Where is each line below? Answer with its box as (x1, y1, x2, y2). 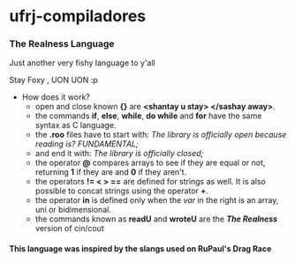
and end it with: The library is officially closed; (34, 148, 204, 159)
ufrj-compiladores (9, 6, 147, 26)
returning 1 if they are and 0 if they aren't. (34, 167, 187, 177)
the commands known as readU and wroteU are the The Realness (34, 214, 278, 224)
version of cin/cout (34, 223, 104, 234)
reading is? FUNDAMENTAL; (34, 139, 139, 149)
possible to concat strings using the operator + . (34, 185, 209, 196)
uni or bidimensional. (34, 205, 112, 215)
